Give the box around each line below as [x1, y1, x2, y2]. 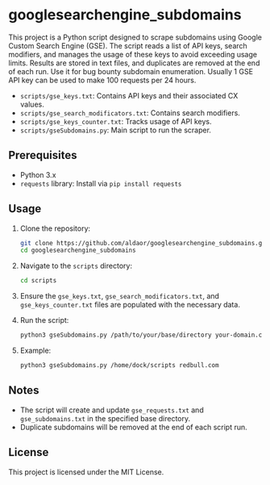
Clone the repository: [19, 224, 91, 233]
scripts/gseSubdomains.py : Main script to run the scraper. [19, 125, 212, 135]
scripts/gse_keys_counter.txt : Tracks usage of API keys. [19, 116, 212, 126]
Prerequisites [8, 148, 77, 162]
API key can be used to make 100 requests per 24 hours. [8, 75, 197, 85]
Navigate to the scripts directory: [19, 261, 133, 271]
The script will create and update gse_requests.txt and [19, 405, 204, 415]
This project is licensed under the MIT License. [8, 466, 164, 477]
